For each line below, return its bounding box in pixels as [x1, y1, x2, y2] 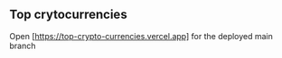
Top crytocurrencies [9, 7, 128, 22]
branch [9, 40, 36, 51]
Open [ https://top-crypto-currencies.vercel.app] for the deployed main [9, 30, 274, 41]
